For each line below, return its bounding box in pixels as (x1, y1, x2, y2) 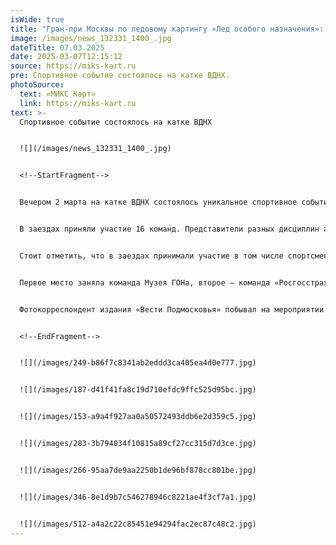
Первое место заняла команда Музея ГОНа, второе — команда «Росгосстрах (19, 277, 329, 288)
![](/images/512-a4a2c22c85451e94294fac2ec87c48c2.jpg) (19, 519, 257, 529)
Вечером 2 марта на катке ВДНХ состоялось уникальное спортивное (19, 197, 298, 208)
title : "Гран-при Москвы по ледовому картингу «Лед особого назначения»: (10, 24, 325, 34)
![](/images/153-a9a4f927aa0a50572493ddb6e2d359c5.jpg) (19, 412, 257, 422)
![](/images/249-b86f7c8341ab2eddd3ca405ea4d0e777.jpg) (19, 358, 257, 368)
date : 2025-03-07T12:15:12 (10, 52, 123, 62)
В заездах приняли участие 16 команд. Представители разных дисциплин (19, 224, 320, 234)
